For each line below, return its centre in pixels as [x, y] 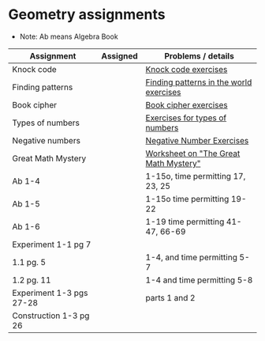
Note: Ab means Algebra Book [69, 36]
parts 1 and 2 [170, 297]
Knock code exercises [187, 69]
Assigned [119, 55]
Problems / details [199, 55]
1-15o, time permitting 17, [196, 176]
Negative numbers [47, 140]
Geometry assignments [87, 15]
